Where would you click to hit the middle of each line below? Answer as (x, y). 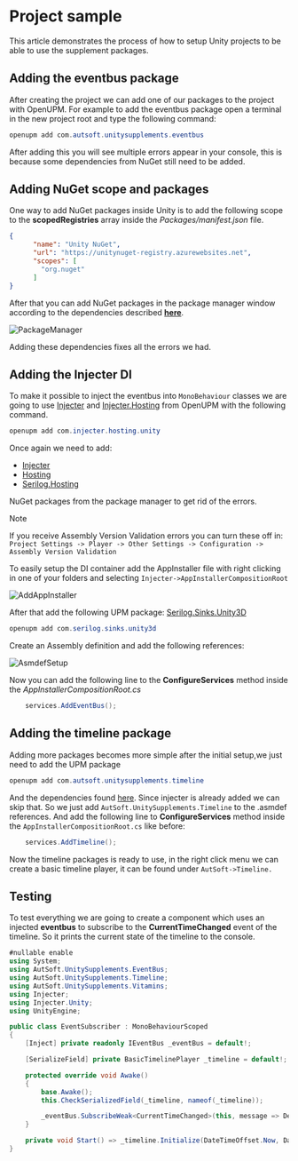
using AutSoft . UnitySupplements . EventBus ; (89, 970)
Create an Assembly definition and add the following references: (127, 646)
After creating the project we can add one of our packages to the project (142, 99)
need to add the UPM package (65, 764)
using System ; (35, 961)
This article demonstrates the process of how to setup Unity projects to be (145, 41)
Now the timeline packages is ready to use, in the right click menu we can (144, 859)
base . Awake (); (67, 1092)
